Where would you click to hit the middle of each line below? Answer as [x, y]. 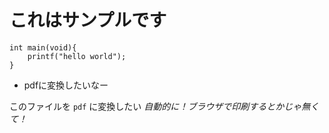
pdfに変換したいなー [66, 85]
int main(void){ [43, 47]
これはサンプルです [88, 20]
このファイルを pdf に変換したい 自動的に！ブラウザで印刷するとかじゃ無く [164, 106]
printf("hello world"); [77, 56]
